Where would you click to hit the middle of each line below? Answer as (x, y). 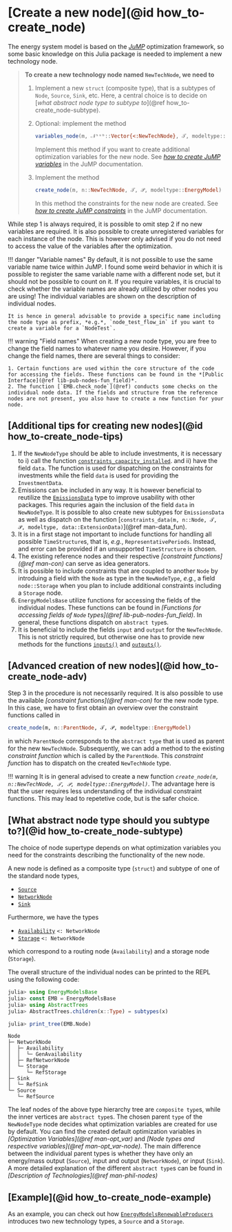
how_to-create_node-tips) (65, 437)
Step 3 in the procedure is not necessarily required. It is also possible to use (115, 693)
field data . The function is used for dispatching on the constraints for (115, 468)
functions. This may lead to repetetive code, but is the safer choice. (104, 799)
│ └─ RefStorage (38, 1072)
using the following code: (44, 979)
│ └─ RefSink (28, 1085)
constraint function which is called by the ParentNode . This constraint (106, 756)
